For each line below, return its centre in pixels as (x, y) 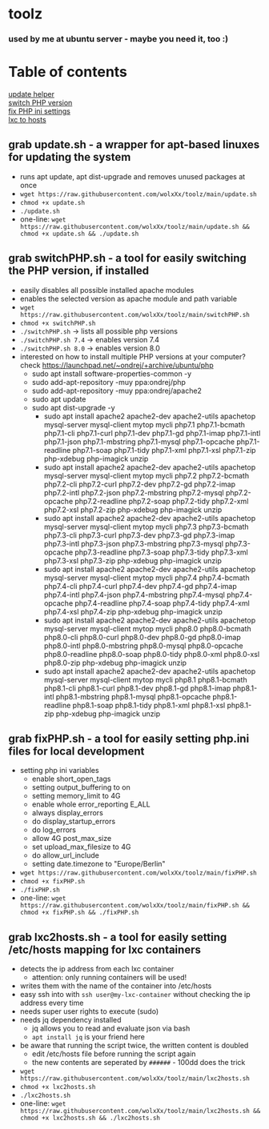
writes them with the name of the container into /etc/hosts (116, 986)
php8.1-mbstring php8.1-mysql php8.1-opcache (133, 696)
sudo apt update (59, 399)
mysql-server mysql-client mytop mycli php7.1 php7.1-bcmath (145, 424)
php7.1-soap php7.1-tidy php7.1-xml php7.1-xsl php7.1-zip (164, 450)
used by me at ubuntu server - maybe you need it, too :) (118, 39)
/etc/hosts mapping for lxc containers (105, 949)
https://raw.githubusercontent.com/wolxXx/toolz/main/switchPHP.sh (134, 314)
